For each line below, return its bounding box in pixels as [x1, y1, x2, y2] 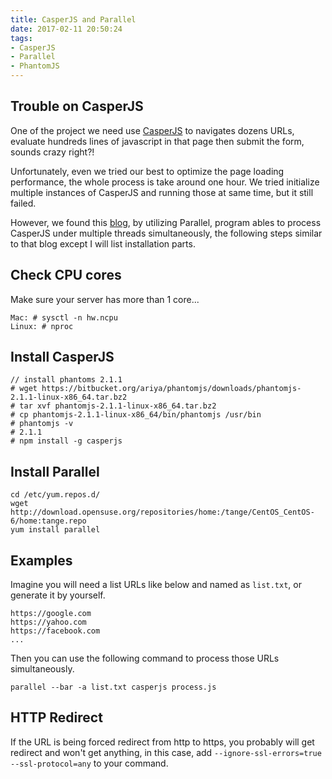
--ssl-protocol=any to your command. [10, 757, 169, 769]
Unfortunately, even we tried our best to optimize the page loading [10, 165, 285, 177]
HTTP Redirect [10, 709, 103, 726]
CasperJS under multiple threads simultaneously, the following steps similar [10, 227, 323, 239]
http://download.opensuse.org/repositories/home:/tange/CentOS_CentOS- [10, 507, 315, 518]
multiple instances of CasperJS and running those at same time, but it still [10, 186, 314, 198]
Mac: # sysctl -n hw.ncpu [10, 312, 118, 323]
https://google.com [10, 609, 92, 619]
